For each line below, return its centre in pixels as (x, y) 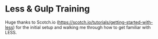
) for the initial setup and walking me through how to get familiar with (82, 27)
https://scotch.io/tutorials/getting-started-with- (105, 22)
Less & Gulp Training (47, 9)
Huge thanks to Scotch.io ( (32, 22)
